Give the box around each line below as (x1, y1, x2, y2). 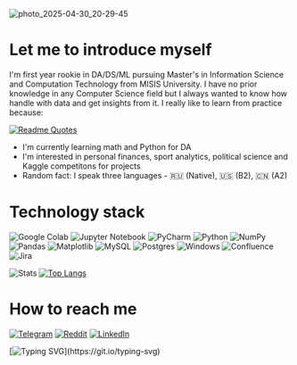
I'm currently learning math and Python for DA (21, 141, 192, 152)
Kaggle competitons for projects (21, 161, 141, 171)
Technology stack (9, 202, 145, 222)
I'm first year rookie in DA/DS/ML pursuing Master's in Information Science (9, 69, 284, 79)
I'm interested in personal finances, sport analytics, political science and (21, 151, 288, 162)
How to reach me (9, 299, 137, 319)
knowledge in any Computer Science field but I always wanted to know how (9, 87, 288, 98)
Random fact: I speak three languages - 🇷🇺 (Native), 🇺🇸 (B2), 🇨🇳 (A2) (21, 170, 288, 180)
